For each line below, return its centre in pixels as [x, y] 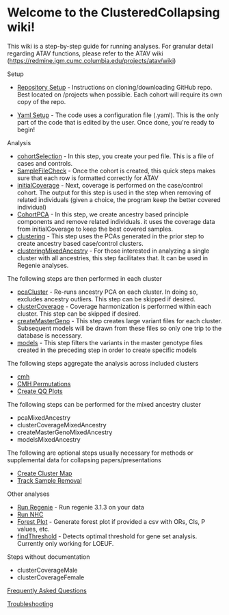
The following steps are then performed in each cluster [84, 278]
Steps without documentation [49, 557]
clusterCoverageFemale [51, 577]
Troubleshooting [30, 603]
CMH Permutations [44, 384]
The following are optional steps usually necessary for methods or [100, 453]
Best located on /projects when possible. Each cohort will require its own [119, 95]
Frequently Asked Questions [47, 590]
